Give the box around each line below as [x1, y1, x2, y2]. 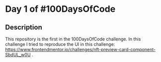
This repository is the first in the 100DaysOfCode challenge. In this [5, 36, 141, 42]
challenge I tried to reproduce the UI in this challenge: [5, 41, 115, 47]
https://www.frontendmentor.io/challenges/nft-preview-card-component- [5, 47, 156, 52]
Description [5, 23, 42, 31]
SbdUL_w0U [5, 52, 31, 58]
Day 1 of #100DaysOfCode [5, 3, 116, 15]
